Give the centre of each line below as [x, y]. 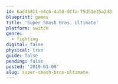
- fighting [25, 39]
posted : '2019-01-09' [33, 67]
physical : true [25, 50]
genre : [14, 34]
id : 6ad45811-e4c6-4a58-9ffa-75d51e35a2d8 [59, 12]
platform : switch [27, 28]
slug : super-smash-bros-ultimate [47, 72]
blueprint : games [27, 17]
